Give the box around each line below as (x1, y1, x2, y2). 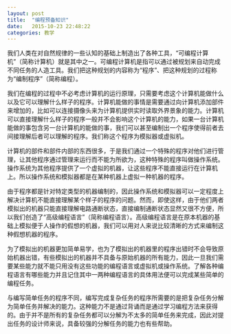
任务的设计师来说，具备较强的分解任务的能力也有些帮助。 (12, 320, 176, 328)
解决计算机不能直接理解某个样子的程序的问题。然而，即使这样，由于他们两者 (7, 196, 224, 204)
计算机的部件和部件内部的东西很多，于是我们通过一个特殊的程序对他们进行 (7, 147, 218, 155)
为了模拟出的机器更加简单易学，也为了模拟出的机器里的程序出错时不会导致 (7, 245, 218, 253)
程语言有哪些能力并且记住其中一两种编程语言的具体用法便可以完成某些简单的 (7, 271, 224, 279)
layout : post (7, 10, 45, 17)
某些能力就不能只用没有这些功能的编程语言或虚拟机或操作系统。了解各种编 (12, 262, 224, 270)
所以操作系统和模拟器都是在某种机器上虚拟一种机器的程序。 (19, 172, 188, 181)
